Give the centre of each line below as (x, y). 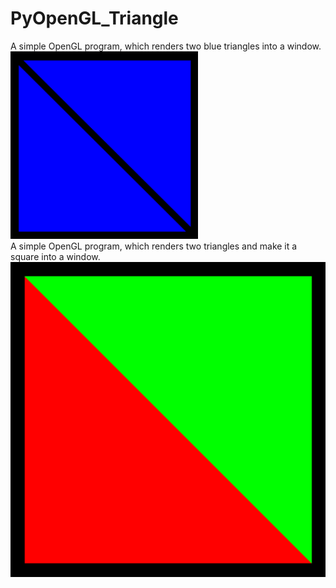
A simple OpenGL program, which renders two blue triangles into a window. (166, 46)
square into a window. (55, 256)
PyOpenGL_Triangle (94, 18)
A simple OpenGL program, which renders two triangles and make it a (154, 246)
